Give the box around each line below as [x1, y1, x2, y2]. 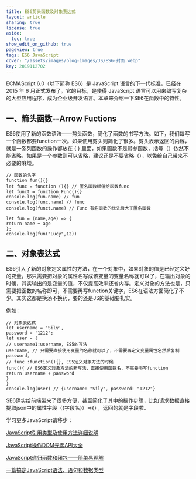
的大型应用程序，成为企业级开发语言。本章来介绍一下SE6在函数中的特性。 [6, 95, 185, 102]
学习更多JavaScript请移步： [6, 417, 73, 423]
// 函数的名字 [6, 173, 36, 178]
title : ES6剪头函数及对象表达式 [6, 8, 76, 15]
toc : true [11, 36, 35, 42]
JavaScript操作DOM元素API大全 [6, 441, 84, 448]
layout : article [6, 14, 46, 20]
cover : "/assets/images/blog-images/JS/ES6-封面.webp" [6, 58, 141, 63]
